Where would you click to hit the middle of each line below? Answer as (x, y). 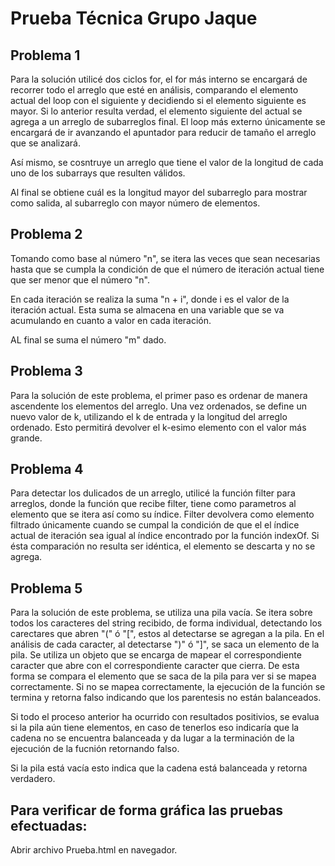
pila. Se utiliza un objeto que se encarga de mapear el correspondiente (156, 655)
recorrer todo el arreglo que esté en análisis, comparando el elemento (154, 90)
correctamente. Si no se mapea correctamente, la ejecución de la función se (168, 687)
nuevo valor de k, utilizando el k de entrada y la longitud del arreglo (149, 416)
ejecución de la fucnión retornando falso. (95, 749)
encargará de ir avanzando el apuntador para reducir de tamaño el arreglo (163, 132)
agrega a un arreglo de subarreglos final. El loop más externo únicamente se (168, 121)
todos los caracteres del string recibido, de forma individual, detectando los (166, 623)
